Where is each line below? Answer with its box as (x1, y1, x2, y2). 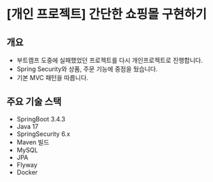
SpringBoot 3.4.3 (16, 114, 65, 123)
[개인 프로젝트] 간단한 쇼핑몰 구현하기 (6, 6, 207, 22)
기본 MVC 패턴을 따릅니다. (16, 74, 88, 82)
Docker (16, 168, 38, 176)
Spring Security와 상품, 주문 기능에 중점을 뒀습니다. (16, 65, 158, 73)
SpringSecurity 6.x (16, 130, 70, 138)
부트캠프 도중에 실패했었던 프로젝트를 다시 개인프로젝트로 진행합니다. (16, 56, 203, 64)
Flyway (16, 160, 38, 169)
